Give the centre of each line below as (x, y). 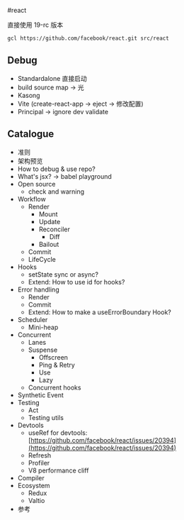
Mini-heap (43, 327)
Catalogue (31, 134)
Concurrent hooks (54, 387)
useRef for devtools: (58, 433)
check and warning (56, 192)
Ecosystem (34, 485)
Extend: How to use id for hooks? (76, 282)
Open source (36, 184)
